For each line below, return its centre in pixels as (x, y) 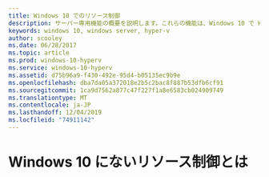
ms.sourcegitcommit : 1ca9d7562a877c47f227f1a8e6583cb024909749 (116, 90)
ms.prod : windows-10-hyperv (55, 61)
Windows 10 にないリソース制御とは (128, 162)
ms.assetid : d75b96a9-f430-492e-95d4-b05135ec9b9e (94, 75)
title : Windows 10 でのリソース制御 (64, 16)
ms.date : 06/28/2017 (43, 46)
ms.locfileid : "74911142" (51, 120)
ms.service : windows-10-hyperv (60, 68)
